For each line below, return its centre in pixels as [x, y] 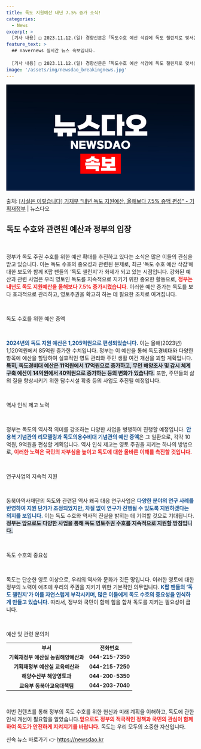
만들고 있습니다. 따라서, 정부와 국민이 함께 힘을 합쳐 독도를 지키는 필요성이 [98, 602]
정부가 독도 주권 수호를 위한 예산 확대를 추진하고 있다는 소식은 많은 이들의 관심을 [100, 256]
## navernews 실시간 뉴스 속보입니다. [54, 51]
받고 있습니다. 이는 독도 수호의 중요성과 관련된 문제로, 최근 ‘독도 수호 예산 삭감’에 [100, 264]
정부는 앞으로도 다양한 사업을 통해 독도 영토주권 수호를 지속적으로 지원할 [89, 523]
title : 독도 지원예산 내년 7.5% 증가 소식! [54, 13]
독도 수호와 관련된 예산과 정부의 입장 [69, 229]
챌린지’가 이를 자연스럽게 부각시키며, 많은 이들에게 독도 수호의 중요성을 [94, 594]
